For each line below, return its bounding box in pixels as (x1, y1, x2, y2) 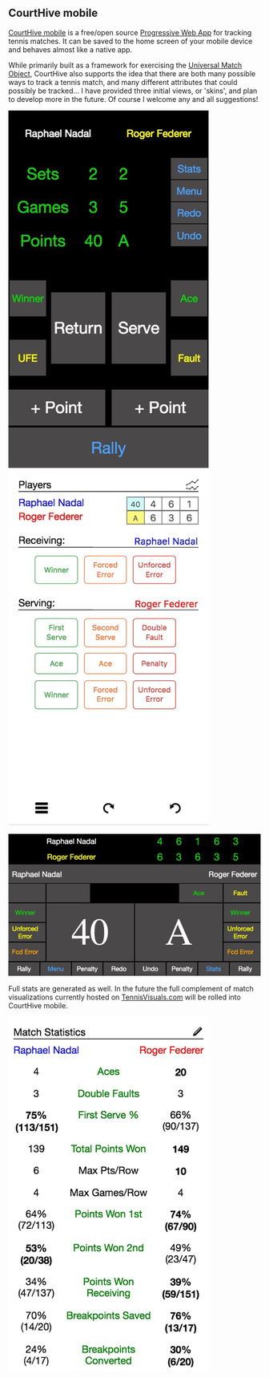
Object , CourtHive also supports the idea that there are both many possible (8, 68, 256, 79)
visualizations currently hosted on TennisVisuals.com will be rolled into (8, 992, 242, 1002)
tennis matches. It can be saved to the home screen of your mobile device (8, 36, 253, 46)
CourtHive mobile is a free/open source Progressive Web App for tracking (8, 27, 252, 37)
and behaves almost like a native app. (8, 44, 133, 55)
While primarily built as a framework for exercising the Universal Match (8, 60, 243, 70)
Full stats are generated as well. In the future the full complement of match (8, 983, 255, 993)
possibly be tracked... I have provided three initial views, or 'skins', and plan (8, 86, 258, 95)
